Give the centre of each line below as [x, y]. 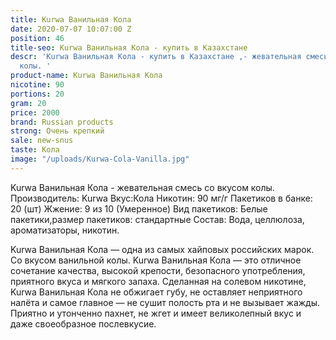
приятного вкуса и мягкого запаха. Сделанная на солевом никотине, [158, 281]
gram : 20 [28, 103]
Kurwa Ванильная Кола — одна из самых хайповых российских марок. [162, 249]
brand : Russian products [62, 122]
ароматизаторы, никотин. [65, 230]
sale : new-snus [42, 141]
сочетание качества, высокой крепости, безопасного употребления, [158, 270]
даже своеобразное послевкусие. [83, 323]
